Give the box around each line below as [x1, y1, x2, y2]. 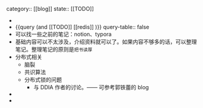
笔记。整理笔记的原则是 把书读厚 [15, 46, 93, 53]
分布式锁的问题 [24, 76, 62, 83]
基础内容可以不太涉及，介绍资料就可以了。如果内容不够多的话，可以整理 [15, 38, 197, 45]
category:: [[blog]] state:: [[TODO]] [6, 5, 94, 12]
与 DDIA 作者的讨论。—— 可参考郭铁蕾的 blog [33, 84, 149, 90]
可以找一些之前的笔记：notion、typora [15, 30, 112, 38]
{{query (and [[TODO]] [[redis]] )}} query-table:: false [15, 24, 149, 30]
